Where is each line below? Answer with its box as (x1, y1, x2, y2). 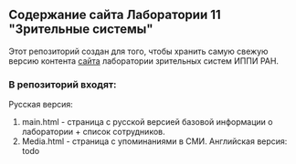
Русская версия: (8, 99, 74, 110)
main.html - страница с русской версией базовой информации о (21, 117, 273, 128)
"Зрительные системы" (8, 22, 153, 37)
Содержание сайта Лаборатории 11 (8, 7, 221, 23)
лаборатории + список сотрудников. (21, 127, 165, 138)
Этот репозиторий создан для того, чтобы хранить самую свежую (8, 46, 269, 56)
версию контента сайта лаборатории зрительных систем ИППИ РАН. (8, 55, 280, 67)
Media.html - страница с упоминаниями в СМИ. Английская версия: (21, 136, 288, 147)
